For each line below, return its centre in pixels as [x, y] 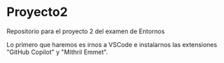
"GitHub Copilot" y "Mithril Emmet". [57, 52]
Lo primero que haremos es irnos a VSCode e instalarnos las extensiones [112, 44]
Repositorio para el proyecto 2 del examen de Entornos [86, 31]
